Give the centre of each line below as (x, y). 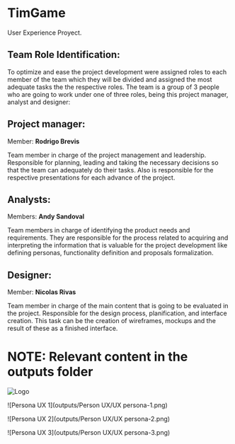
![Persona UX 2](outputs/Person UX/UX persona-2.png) (89, 419)
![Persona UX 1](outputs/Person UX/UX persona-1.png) (87, 405)
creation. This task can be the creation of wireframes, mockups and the (111, 321)
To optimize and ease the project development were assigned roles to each (117, 71)
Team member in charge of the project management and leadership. (107, 155)
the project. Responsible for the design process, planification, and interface (117, 313)
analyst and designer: (39, 102)
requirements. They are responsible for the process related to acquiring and (118, 238)
